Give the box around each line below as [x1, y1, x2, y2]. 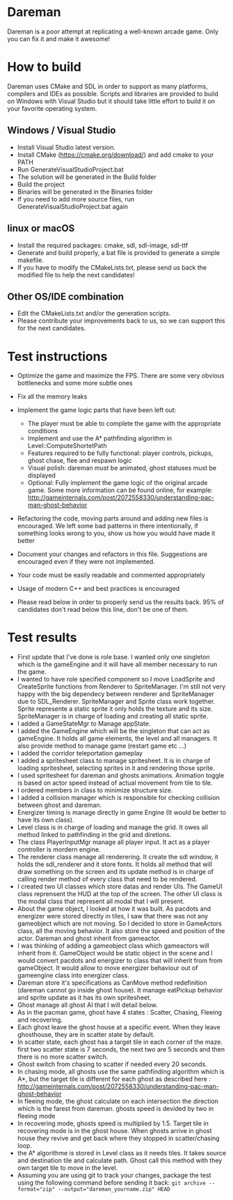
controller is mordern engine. [17, 845, 101, 854]
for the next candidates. [17, 324, 86, 332]
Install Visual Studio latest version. [17, 143, 116, 151]
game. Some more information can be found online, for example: [27, 486, 214, 495]
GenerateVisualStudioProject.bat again [17, 202, 129, 210]
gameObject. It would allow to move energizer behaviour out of [17, 964, 198, 972]
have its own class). [17, 816, 74, 824]
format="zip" [17, 1186, 56, 1193]
